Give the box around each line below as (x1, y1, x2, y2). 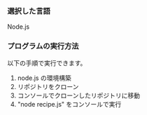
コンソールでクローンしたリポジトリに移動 (17, 91, 141, 100)
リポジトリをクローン (17, 82, 79, 90)
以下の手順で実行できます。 (7, 58, 87, 67)
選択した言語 (7, 6, 51, 15)
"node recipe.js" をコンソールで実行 (17, 100, 122, 108)
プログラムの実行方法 (7, 41, 79, 51)
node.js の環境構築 (17, 74, 71, 82)
